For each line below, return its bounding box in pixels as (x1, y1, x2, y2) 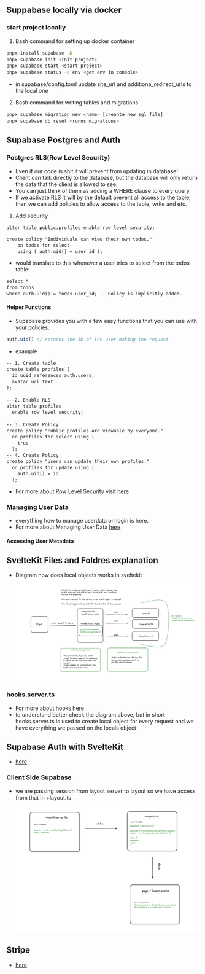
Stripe (6, 945, 31, 956)
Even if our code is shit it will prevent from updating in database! (15, 167, 179, 174)
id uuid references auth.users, (12, 372, 95, 378)
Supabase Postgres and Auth (6, 135, 121, 146)
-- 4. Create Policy (6, 452, 60, 458)
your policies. (15, 324, 50, 331)
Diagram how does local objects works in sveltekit (15, 571, 142, 579)
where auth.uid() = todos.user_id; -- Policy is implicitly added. (6, 290, 183, 297)
